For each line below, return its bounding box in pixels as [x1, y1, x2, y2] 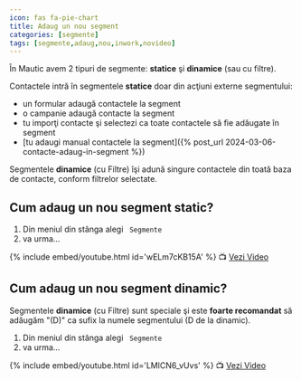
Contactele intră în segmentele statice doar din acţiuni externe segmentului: [9, 81, 294, 91]
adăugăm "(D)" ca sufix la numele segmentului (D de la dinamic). [9, 314, 251, 326]
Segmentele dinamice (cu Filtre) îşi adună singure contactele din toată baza [9, 164, 292, 175]
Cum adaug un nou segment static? [9, 200, 214, 215]
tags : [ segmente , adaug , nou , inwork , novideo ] [9, 38, 176, 48]
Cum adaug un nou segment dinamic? [9, 281, 228, 297]
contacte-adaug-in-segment [22, 147, 129, 157]
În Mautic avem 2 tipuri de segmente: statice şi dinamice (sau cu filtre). [9, 63, 277, 74]
